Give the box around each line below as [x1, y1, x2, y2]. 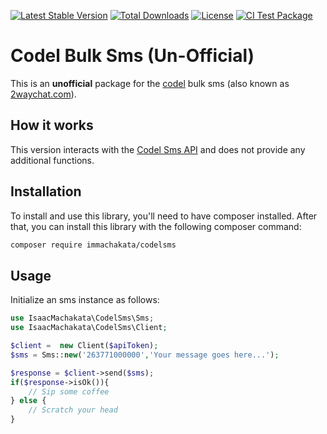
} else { [10, 396, 47, 406]
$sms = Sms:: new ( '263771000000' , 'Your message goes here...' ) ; [10, 350, 280, 360]
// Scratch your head [28, 405, 118, 415]
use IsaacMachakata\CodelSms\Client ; [10, 323, 168, 333]
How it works [10, 117, 94, 134]
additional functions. [10, 154, 95, 166]
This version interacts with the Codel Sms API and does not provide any [10, 143, 306, 155]
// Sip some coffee [28, 386, 110, 397]
